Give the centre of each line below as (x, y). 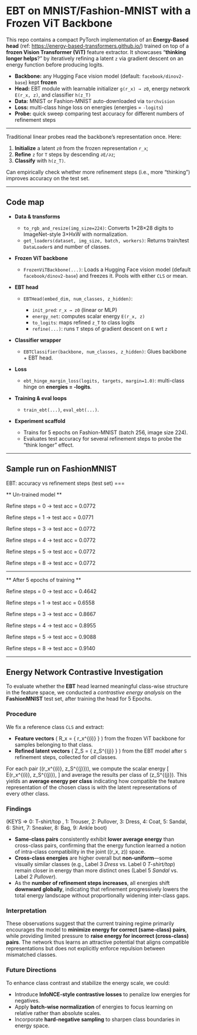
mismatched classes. (32, 955)
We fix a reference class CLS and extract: (55, 727)
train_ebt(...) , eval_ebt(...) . (61, 410)
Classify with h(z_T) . (40, 161)
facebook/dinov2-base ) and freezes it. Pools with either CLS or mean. (106, 275)
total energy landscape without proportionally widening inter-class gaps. (102, 895)
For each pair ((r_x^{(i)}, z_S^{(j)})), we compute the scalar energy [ (87, 768)
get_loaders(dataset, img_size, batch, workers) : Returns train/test (106, 240)
